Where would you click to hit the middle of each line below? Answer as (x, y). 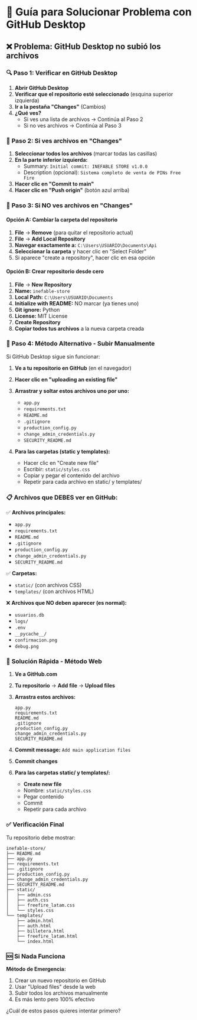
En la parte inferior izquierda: (51, 160)
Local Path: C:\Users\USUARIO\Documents (64, 297)
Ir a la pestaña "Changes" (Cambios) (60, 106)
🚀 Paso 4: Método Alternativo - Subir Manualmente (81, 344)
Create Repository (37, 322)
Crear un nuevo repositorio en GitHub (60, 980)
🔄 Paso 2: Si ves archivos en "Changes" (64, 141)
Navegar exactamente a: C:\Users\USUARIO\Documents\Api (86, 245)
